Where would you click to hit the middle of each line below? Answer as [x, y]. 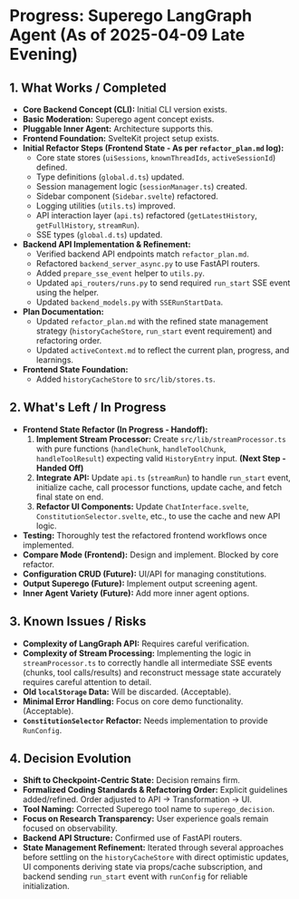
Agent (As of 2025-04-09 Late [127, 35]
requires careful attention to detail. [87, 681]
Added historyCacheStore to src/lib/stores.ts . [125, 379]
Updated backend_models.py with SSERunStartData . [130, 302]
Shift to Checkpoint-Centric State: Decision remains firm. [131, 780]
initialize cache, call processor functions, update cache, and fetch [159, 487]
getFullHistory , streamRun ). [88, 225]
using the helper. [68, 292]
